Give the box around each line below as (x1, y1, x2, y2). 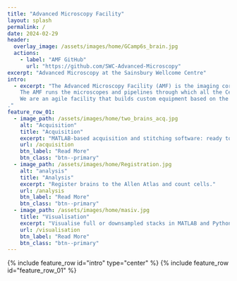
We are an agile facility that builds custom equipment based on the (20, 96, 229, 103)
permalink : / (7, 23, 46, 30)
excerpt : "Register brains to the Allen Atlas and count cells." (20, 180, 217, 187)
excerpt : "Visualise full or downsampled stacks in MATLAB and (20, 220, 210, 227)
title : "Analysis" (20, 174, 74, 181)
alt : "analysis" (20, 167, 68, 175)
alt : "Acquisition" (20, 121, 78, 129)
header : (7, 37, 30, 44)
